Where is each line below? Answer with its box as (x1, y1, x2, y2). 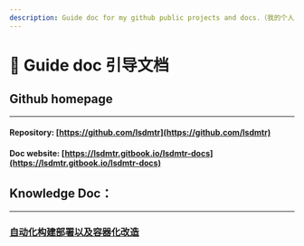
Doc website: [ (9, 147, 65, 158)
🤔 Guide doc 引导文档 (9, 55, 169, 75)
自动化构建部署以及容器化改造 (9, 225, 140, 238)
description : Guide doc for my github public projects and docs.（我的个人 (9, 13, 295, 23)
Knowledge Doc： (9, 186, 113, 202)
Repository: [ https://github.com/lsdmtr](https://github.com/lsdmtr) (9, 128, 271, 138)
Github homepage (9, 91, 113, 107)
